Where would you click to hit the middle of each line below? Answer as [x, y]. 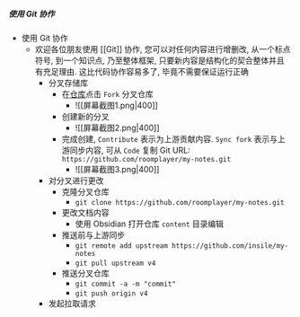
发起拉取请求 [72, 303]
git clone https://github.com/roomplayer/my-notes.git [180, 202]
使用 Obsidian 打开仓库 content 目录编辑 [150, 224]
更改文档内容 [85, 212]
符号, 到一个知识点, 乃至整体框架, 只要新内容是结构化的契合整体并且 [159, 60]
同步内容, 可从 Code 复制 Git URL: [130, 150]
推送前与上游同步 [93, 234]
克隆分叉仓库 [85, 191]
